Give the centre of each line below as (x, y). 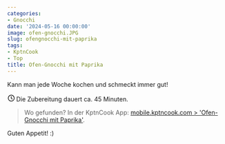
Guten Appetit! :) (31, 133)
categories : (24, 13)
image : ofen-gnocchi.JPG (43, 33)
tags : (15, 45)
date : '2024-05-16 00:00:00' (49, 26)
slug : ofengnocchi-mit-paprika (52, 39)
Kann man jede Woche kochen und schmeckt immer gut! (88, 84)
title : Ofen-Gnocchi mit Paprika (55, 65)
